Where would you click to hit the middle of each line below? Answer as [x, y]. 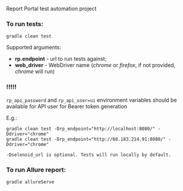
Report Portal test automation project [51, 9]
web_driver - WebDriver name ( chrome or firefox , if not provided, [95, 65]
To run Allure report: [36, 170]
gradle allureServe [30, 182]
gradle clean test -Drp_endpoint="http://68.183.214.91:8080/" [86, 139]
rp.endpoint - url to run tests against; [61, 59]
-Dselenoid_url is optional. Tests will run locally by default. [89, 155]
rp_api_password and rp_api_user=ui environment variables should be [91, 100]
